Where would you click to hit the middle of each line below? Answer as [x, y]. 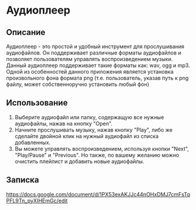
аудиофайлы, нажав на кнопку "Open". [63, 123]
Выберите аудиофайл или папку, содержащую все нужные [89, 117]
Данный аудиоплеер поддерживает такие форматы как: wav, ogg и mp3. [98, 65]
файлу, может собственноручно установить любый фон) [78, 84]
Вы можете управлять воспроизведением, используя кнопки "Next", [102, 148]
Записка [23, 180]
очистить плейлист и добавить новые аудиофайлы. [79, 161]
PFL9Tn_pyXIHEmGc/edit [37, 201]
